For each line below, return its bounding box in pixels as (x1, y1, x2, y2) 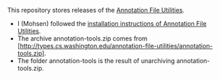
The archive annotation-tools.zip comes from (17, 34, 148, 43)
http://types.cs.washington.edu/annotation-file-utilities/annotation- (20, 42, 213, 50)
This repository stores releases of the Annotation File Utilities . (7, 6, 185, 14)
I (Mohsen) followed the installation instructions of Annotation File (17, 20, 207, 27)
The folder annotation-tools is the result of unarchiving (17, 57, 175, 65)
